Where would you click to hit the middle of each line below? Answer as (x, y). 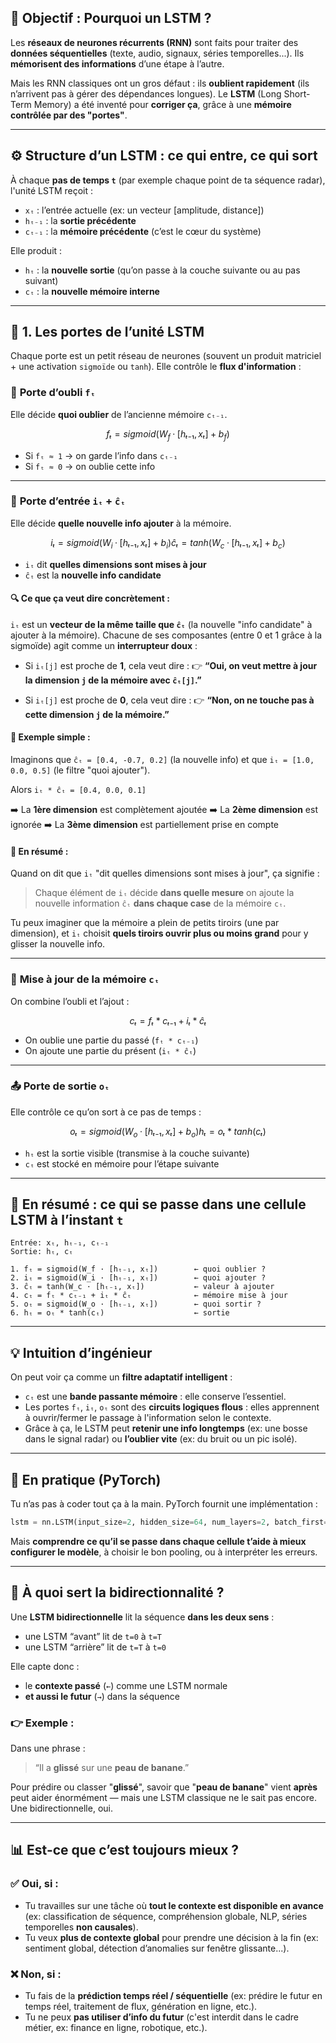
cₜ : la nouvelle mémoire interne (92, 291)
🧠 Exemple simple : (50, 737)
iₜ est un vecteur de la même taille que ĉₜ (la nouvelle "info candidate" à (161, 624)
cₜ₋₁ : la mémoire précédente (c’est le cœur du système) (143, 231)
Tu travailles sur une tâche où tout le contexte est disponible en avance (174, 1905)
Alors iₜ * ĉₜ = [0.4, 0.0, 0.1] (78, 790)
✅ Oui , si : (34, 1884)
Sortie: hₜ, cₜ (42, 1252)
